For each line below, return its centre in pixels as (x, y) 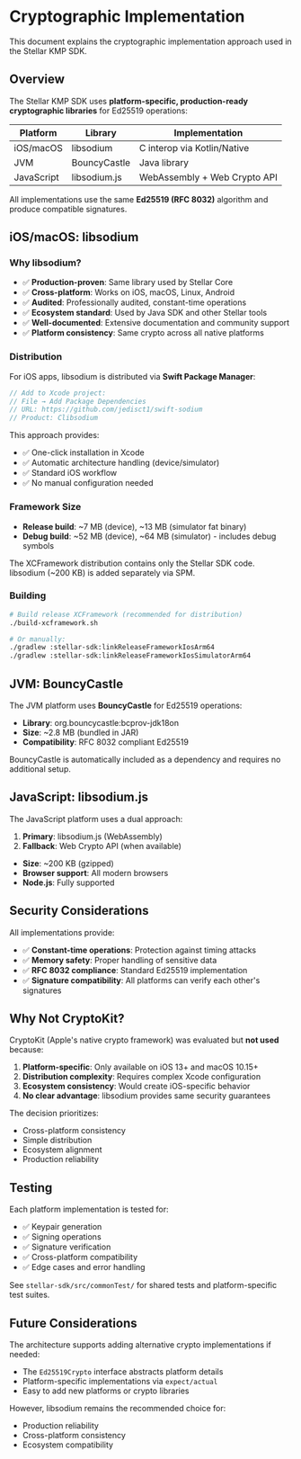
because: (27, 1050)
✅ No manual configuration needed (88, 483)
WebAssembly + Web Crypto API (208, 177)
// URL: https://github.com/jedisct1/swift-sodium (106, 410)
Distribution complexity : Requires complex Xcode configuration (142, 1077)
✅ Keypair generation (62, 1227)
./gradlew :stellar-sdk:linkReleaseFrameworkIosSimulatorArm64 (130, 656)
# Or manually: (38, 639)
